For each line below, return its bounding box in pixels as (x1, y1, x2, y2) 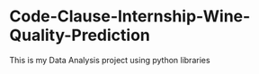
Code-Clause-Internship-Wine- (9, 6, 251, 27)
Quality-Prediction (9, 25, 151, 45)
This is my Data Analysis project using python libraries (9, 54, 210, 65)
